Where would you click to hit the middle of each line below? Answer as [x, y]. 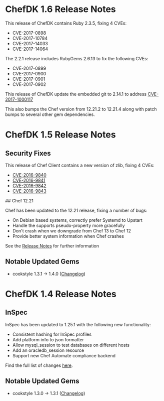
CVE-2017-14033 [30, 43]
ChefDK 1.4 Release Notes [61, 294]
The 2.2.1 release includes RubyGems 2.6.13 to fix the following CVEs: [77, 58]
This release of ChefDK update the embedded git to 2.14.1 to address [76, 94]
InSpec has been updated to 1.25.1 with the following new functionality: [78, 324]
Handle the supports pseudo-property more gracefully [68, 225]
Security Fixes [28, 153]
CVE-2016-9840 [29, 175]
